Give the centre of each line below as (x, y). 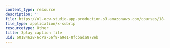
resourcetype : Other (27, 28)
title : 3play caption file (34, 33)
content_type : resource (30, 10)
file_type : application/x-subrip (40, 24)
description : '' (22, 14)
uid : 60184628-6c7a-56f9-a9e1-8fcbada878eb (52, 38)
